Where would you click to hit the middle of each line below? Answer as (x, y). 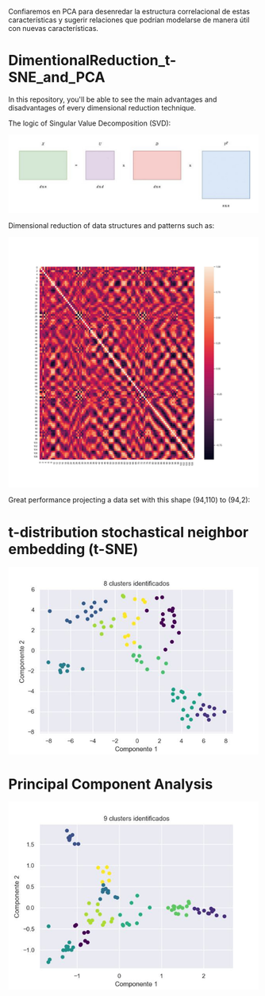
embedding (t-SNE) (73, 549)
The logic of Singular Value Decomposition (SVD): (90, 123)
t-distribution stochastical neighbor (129, 532)
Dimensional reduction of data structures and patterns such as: (111, 226)
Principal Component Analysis (111, 784)
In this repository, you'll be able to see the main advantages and (113, 99)
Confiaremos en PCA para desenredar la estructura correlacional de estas (129, 12)
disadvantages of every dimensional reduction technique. (102, 107)
